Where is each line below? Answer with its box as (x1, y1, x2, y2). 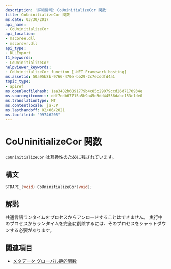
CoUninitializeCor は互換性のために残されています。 (5, 154, 116, 160)
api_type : (5, 46, 27, 51)
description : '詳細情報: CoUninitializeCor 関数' (5, 7, 108, 13)
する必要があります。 (9, 227, 55, 233)
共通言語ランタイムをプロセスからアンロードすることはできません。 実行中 (5, 214, 163, 220)
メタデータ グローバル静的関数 (12, 258, 77, 264)
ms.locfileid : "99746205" (5, 112, 60, 118)
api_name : (5, 22, 27, 27)
